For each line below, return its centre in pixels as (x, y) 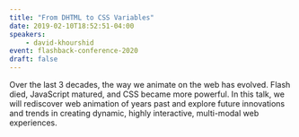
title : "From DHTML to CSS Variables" (82, 17)
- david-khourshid (60, 43)
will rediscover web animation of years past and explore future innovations (147, 103)
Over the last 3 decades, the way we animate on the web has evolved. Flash (150, 85)
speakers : (28, 34)
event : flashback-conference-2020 (74, 51)
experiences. (34, 123)
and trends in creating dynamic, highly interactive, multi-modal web (134, 113)
